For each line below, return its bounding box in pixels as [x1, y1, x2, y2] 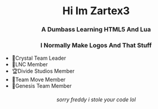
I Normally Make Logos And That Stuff [40, 41, 152, 50]
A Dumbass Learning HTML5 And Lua [41, 25, 152, 34]
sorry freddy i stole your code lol [56, 96, 136, 103]
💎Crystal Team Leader [11, 54, 67, 62]
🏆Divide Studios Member [11, 68, 75, 75]
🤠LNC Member [11, 61, 48, 68]
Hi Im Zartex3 [62, 4, 130, 18]
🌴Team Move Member [11, 76, 66, 84]
